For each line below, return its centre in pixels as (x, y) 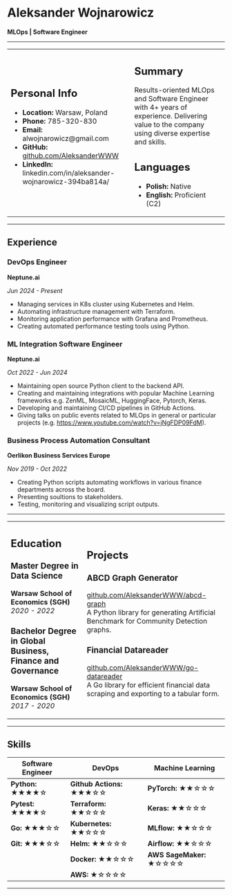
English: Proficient (176, 195)
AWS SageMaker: (177, 855)
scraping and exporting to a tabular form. (153, 694)
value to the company (170, 124)
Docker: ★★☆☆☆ (102, 859)
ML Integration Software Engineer (65, 344)
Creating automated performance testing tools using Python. (103, 326)
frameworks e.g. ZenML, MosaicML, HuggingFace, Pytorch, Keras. (112, 400)
